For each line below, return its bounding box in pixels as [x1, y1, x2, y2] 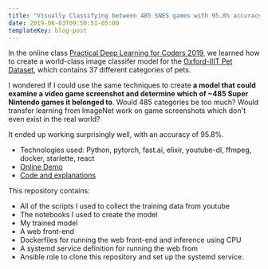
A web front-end [19, 227, 74, 236]
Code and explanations [19, 170, 97, 180]
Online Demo [19, 162, 63, 172]
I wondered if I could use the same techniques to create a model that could [8, 80, 257, 90]
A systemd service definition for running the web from [19, 244, 198, 253]
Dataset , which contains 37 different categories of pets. [8, 65, 191, 75]
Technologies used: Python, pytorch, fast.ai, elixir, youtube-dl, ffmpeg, [19, 145, 252, 155]
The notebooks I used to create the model [19, 210, 158, 220]
